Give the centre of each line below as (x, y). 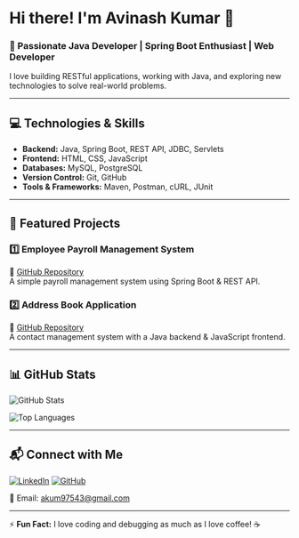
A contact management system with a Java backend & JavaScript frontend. (148, 337)
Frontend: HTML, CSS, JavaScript (85, 158)
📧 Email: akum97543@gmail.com (70, 498)
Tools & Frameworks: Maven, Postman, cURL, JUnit (117, 187)
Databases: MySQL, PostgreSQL (82, 168)
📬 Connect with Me (66, 455)
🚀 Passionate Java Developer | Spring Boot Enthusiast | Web (141, 46)
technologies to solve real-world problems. (88, 86)
